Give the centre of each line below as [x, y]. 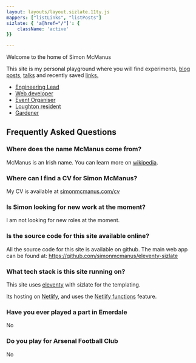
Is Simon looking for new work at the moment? [76, 207]
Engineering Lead [37, 87]
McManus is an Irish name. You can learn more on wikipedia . [82, 162]
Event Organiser [35, 100]
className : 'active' [43, 29]
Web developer [34, 93]
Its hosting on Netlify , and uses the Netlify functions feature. [82, 296]
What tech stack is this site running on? [66, 271]
